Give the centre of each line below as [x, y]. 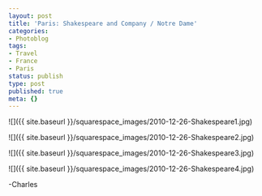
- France [23, 62]
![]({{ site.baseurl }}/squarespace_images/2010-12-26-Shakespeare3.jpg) [131, 153]
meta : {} [23, 99]
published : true [36, 91]
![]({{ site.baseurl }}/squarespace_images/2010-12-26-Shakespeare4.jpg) [131, 169]
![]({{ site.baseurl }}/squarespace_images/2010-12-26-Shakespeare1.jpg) [131, 121]
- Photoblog [28, 38]
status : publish [36, 76]
